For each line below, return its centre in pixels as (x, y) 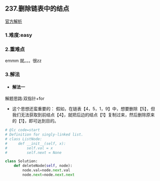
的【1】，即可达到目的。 (35, 121)
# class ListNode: (24, 139)
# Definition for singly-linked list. (44, 135)
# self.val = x (29, 148)
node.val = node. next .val (46, 170)
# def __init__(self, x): (36, 143)
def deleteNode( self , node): (43, 166)
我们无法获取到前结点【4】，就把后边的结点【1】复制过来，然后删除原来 (83, 115)
